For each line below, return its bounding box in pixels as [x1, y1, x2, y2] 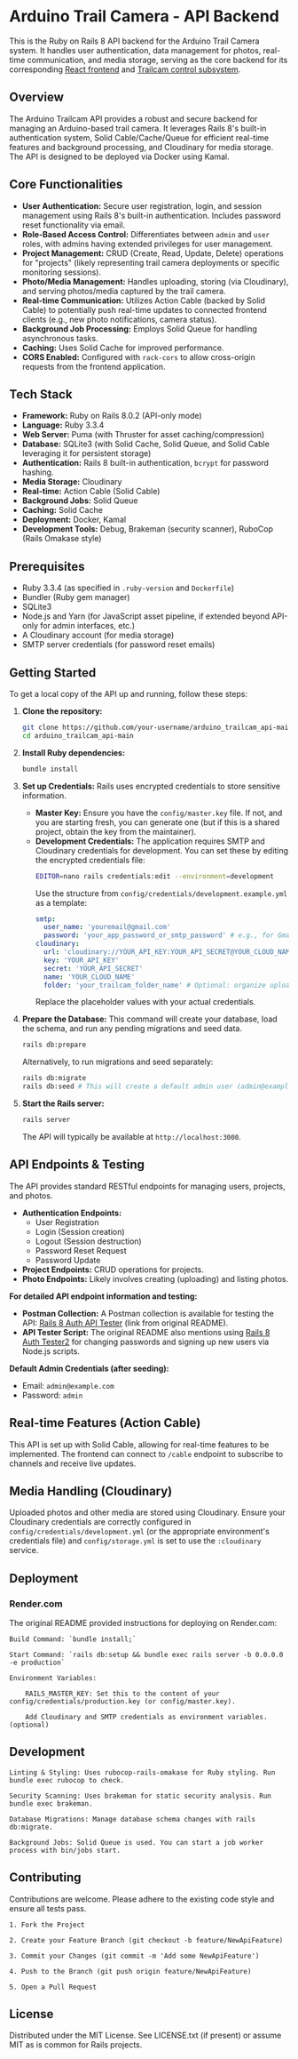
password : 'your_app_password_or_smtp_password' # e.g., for [43, 931, 275, 940]
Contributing [9, 1870, 82, 1886]
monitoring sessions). [21, 267, 102, 277]
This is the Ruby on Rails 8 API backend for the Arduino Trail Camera [9, 36, 260, 46]
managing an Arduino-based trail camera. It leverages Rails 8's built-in [9, 123, 267, 133]
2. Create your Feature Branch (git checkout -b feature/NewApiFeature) [9, 1935, 284, 1944]
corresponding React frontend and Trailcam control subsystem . [9, 64, 241, 75]
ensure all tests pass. [9, 1903, 87, 1913]
